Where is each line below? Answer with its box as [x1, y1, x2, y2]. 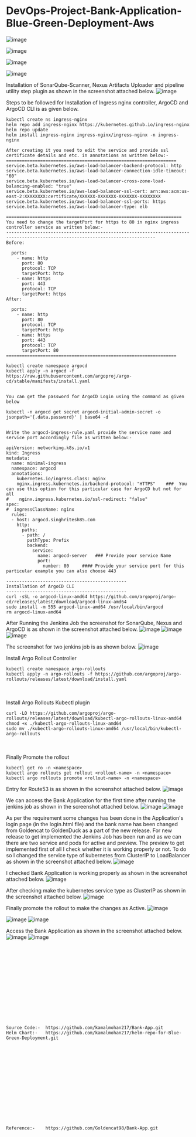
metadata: [6, 455, 30, 461]
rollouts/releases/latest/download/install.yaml [6, 676, 127, 682]
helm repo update [6, 127, 49, 133]
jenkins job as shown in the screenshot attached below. [6, 803, 140, 810]
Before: [6, 239, 25, 246]
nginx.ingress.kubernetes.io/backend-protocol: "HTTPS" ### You [16, 481, 187, 487]
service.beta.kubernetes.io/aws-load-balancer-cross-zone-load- [6, 178, 166, 184]
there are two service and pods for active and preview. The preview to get [6, 839, 184, 846]
